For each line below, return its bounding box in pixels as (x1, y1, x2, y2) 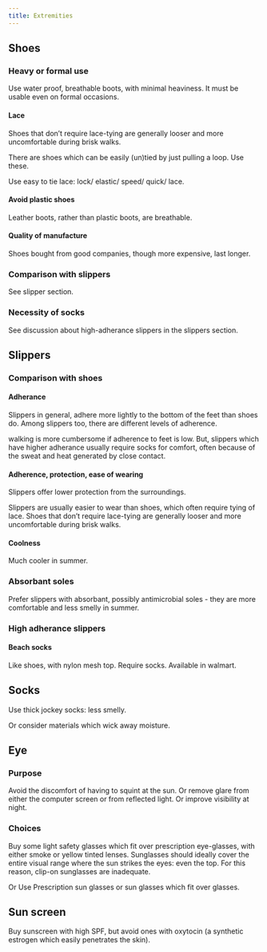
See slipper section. (8, 287, 74, 296)
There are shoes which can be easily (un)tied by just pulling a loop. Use (8, 152, 244, 162)
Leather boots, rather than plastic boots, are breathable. (8, 212, 193, 222)
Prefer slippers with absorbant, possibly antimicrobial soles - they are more (8, 594, 256, 603)
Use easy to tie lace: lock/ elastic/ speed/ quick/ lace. (8, 176, 185, 186)
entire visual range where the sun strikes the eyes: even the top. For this (8, 858, 246, 868)
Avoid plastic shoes (8, 195, 75, 204)
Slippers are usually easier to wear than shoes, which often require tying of (8, 502, 256, 513)
